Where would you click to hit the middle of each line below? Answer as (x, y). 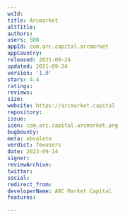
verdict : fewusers (34, 145)
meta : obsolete (30, 138)
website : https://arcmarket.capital (61, 106)
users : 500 (23, 40)
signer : (19, 158)
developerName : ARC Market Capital (60, 191)
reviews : (20, 92)
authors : (20, 34)
